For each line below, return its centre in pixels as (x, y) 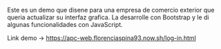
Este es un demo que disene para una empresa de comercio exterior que (111, 10)
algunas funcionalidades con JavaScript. (65, 24)
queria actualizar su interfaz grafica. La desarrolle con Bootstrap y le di (108, 17)
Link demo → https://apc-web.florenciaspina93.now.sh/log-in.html (102, 38)
